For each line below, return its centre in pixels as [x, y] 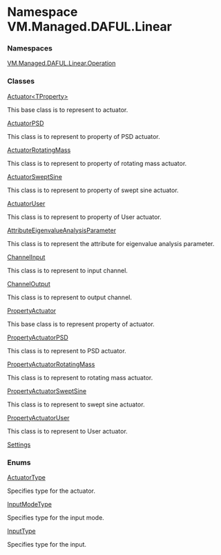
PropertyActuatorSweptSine [47, 391]
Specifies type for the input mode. [56, 518]
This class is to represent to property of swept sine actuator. [93, 190]
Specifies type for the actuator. [51, 491]
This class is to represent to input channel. [67, 270]
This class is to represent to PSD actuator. [67, 350]
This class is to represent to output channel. [70, 297]
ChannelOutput [29, 283]
